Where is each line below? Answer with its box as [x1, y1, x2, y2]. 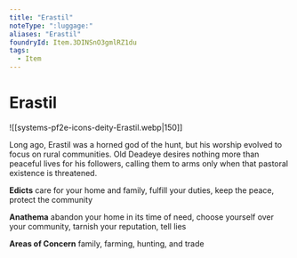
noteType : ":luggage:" [9, 21, 93, 30]
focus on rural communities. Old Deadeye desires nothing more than [9, 149, 260, 159]
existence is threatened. [9, 167, 98, 178]
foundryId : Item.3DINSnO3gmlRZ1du [9, 37, 138, 47]
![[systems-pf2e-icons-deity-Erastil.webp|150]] [9, 122, 183, 133]
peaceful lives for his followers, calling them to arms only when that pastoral [9, 157, 289, 169]
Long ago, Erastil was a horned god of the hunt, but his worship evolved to [9, 139, 283, 149]
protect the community [9, 194, 93, 205]
